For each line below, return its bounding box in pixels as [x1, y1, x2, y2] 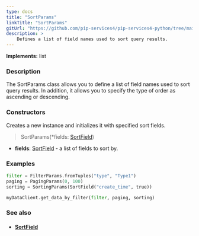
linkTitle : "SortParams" [6, 20, 68, 25]
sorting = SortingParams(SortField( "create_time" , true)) [6, 184, 152, 190]
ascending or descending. [6, 93, 70, 101]
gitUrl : [6, 25, 25, 31]
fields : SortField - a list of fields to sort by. [14, 145, 118, 152]
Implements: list [6, 53, 46, 59]
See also [6, 209, 31, 217]
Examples [6, 160, 36, 168]
